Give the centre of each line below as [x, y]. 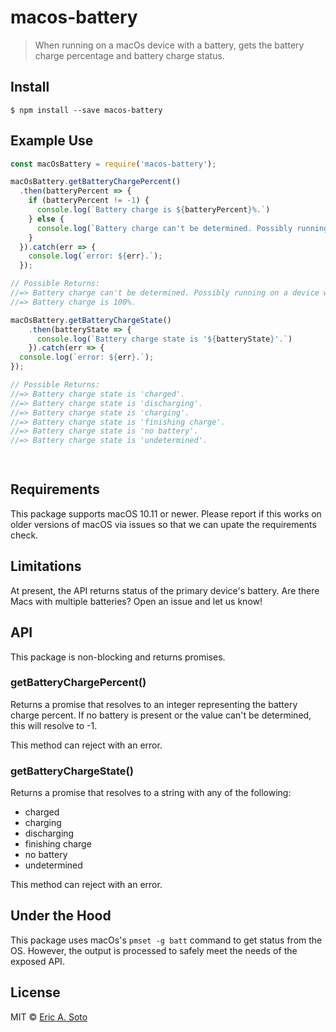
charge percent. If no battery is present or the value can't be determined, [161, 715]
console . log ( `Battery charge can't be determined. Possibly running [182, 228]
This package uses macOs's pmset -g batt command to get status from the [166, 940]
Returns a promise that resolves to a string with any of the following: [151, 793]
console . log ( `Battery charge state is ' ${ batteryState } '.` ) [164, 339]
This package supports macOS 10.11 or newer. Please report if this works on [166, 513]
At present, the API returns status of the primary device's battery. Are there [165, 590]
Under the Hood [61, 916]
